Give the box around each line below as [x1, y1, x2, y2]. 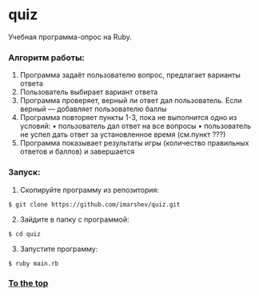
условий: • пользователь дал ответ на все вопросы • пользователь [19, 122, 252, 131]
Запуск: [8, 166, 41, 178]
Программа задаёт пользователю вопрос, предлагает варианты [19, 70, 241, 80]
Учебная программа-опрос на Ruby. [8, 32, 132, 42]
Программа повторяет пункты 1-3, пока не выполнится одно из [19, 113, 237, 122]
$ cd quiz [8, 230, 42, 238]
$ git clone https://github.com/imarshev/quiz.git [8, 200, 181, 209]
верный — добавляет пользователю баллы [19, 104, 167, 114]
